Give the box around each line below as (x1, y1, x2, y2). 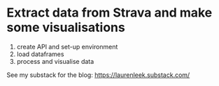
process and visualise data (16, 57, 94, 65)
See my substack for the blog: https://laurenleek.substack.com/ (6, 71, 190, 79)
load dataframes (16, 50, 64, 58)
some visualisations (6, 19, 125, 35)
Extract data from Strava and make (6, 5, 213, 21)
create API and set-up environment (16, 42, 118, 51)
